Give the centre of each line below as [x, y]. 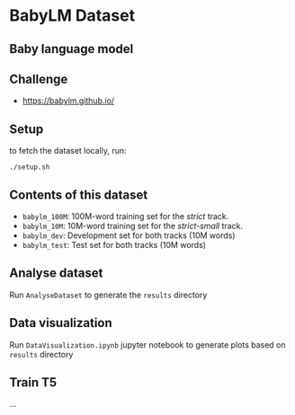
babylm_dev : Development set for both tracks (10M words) [129, 235]
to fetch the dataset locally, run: [68, 151]
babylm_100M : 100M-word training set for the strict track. [125, 216]
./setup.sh [30, 167]
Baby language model [72, 49]
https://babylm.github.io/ [68, 101]
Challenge [39, 79]
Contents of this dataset [79, 194]
